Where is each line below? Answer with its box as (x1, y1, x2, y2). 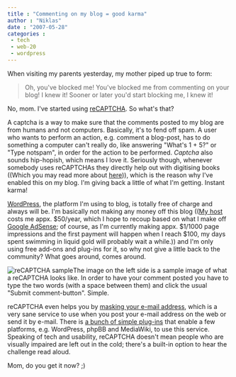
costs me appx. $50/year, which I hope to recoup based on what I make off (7, 214, 227, 223)
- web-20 (10, 43, 37, 50)
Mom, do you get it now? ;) (7, 361, 86, 369)
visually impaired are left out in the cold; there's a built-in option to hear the (7, 339, 227, 348)
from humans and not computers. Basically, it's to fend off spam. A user (7, 125, 218, 134)
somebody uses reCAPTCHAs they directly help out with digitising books (7, 163, 220, 171)
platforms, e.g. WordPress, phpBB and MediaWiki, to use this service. (7, 325, 210, 333)
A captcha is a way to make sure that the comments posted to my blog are (7, 118, 225, 126)
